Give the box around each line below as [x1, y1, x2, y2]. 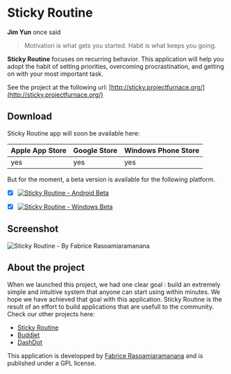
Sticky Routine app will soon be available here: [7, 129, 140, 137]
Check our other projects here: [7, 309, 95, 318]
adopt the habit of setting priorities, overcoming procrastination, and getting [7, 62, 224, 70]
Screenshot [7, 223, 59, 235]
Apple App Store [10, 145, 67, 155]
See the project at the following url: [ [7, 83, 112, 91]
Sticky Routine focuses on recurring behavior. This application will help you [7, 54, 224, 63]
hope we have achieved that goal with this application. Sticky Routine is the [7, 295, 223, 303]
